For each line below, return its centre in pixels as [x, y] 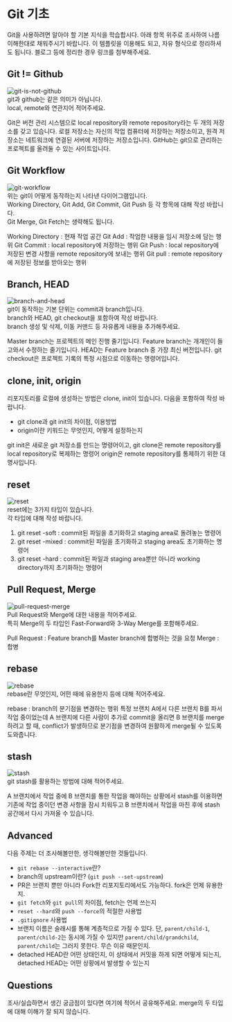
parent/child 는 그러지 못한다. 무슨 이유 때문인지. [84, 946]
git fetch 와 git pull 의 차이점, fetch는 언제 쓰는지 [87, 903]
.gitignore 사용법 [42, 920]
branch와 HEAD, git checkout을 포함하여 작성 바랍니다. [83, 318]
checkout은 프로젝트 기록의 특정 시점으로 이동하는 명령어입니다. [93, 359]
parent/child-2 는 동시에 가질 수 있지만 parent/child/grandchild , [108, 937]
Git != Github [35, 74]
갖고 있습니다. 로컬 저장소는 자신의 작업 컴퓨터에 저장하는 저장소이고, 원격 [119, 131]
